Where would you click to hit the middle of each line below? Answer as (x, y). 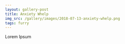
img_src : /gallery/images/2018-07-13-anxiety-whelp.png (62, 18)
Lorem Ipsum (18, 37)
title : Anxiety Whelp (27, 14)
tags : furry (17, 23)
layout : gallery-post (27, 9)
